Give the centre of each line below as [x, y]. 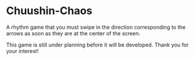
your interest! [22, 51]
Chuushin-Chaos [49, 11]
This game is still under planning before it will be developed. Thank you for [97, 45]
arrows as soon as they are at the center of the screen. [73, 33]
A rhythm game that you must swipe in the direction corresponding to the [96, 27]
